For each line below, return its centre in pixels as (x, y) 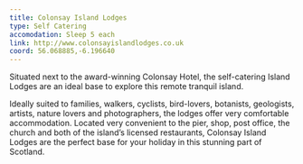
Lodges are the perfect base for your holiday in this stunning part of (136, 142)
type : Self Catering (48, 26)
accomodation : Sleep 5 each (62, 34)
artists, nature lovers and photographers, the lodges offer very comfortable (149, 114)
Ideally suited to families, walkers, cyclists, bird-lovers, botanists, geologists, (152, 104)
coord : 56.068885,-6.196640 (62, 51)
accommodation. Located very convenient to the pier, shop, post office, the (150, 123)
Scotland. (27, 152)
